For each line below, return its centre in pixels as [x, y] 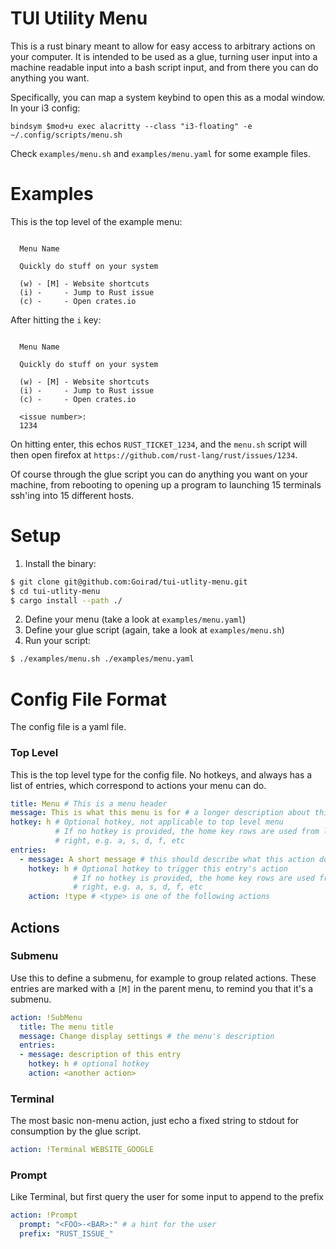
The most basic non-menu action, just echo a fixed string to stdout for [155, 1121]
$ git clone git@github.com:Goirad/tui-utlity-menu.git [129, 582]
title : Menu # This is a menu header [89, 803]
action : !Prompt [44, 1215]
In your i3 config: [45, 108]
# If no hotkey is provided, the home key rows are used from [187, 832]
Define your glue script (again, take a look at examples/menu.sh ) [154, 630]
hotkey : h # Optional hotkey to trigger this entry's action [158, 868]
